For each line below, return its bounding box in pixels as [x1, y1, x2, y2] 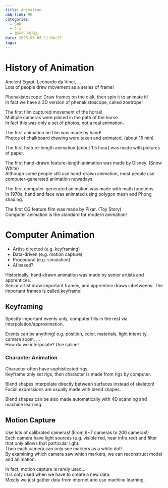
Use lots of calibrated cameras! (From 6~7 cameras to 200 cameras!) [5, 429, 149, 436]
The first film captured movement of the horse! [5, 109, 102, 115]
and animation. [5, 456, 36, 462]
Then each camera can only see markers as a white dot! [5, 445, 122, 452]
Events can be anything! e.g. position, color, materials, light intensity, [5, 331, 148, 337]
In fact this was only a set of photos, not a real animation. [5, 120, 125, 126]
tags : [5, 40, 17, 45]
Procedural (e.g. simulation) [12, 256, 71, 262]
